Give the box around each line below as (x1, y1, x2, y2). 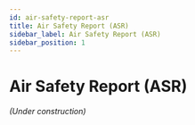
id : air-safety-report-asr (9, 12, 110, 22)
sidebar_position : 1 (9, 37, 86, 47)
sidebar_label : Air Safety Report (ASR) (9, 29, 162, 38)
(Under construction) (9, 106, 86, 117)
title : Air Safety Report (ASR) (9, 21, 129, 30)
